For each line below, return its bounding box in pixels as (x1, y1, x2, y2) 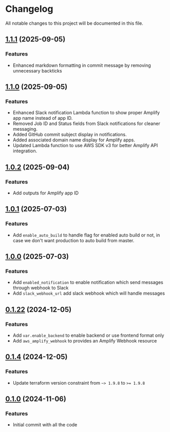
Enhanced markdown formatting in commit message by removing (12, 62, 152, 68)
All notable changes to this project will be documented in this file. (5, 20, 144, 26)
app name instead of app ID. (12, 115, 73, 121)
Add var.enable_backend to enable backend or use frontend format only (12, 332, 164, 338)
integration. (12, 148, 37, 154)
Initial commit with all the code (12, 422, 78, 428)
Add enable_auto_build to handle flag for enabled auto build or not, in (12, 232, 160, 238)
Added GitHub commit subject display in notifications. (12, 132, 127, 138)
